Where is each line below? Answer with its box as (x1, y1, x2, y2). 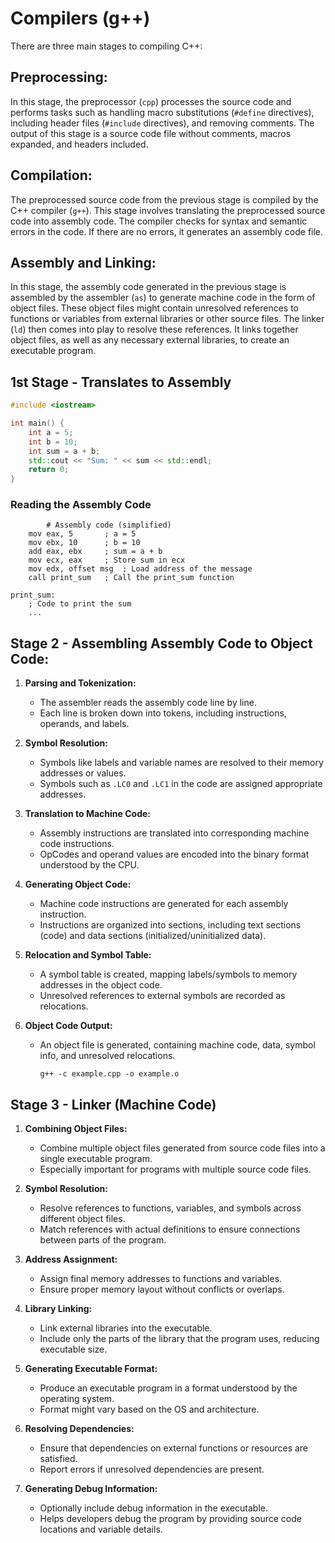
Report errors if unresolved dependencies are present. (39, 1463, 265, 1476)
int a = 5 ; (28, 427, 74, 437)
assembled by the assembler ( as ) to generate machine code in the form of (10, 292, 316, 304)
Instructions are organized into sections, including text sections (39, 919, 302, 931)
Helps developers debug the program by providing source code (39, 1513, 302, 1525)
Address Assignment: (24, 1253, 118, 1266)
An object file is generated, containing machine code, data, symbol (39, 1039, 316, 1051)
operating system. (39, 1393, 115, 1405)
